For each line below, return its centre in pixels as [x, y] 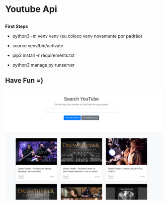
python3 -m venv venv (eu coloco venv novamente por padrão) [77, 36]
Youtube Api [31, 9]
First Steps [17, 26]
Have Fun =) [24, 80]
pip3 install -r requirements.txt [43, 55]
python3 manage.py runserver [43, 65]
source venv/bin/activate [38, 45]
